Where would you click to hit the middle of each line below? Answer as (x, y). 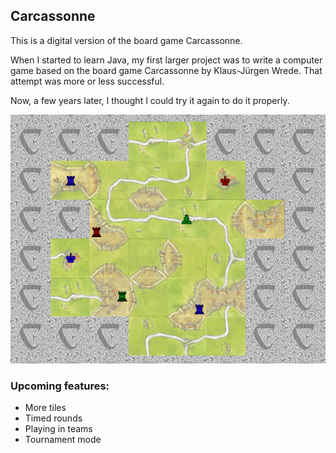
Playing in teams (58, 429)
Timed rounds (53, 418)
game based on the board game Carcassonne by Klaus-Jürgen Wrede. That (166, 70)
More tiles (45, 408)
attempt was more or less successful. (87, 81)
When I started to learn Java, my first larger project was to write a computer (166, 60)
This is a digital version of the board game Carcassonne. (126, 40)
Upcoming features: (60, 386)
